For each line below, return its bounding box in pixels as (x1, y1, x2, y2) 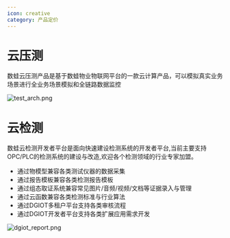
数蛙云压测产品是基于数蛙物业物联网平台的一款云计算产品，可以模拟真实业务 (7, 72, 223, 80)
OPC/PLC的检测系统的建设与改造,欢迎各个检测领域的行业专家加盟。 (7, 153, 197, 161)
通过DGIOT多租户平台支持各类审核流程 (16, 201, 127, 209)
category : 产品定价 (7, 16, 59, 23)
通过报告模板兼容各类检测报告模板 (16, 176, 114, 184)
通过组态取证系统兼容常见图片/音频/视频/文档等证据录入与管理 (16, 184, 192, 192)
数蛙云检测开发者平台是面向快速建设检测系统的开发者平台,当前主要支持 (7, 144, 207, 153)
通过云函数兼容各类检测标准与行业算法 (16, 193, 125, 201)
